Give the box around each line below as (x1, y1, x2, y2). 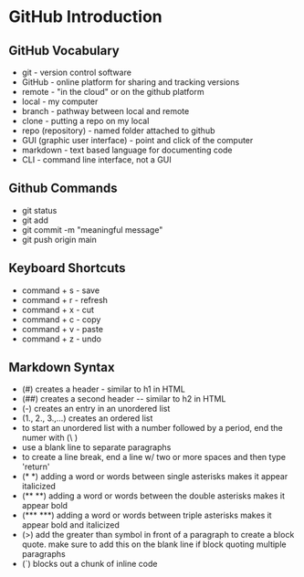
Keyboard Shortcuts (8, 260, 126, 276)
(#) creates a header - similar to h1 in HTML (21, 383, 186, 394)
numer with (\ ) (21, 432, 79, 444)
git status (21, 205, 58, 215)
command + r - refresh (21, 294, 109, 305)
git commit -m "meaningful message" (21, 224, 163, 235)
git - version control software (21, 67, 131, 78)
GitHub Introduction (8, 6, 162, 27)
